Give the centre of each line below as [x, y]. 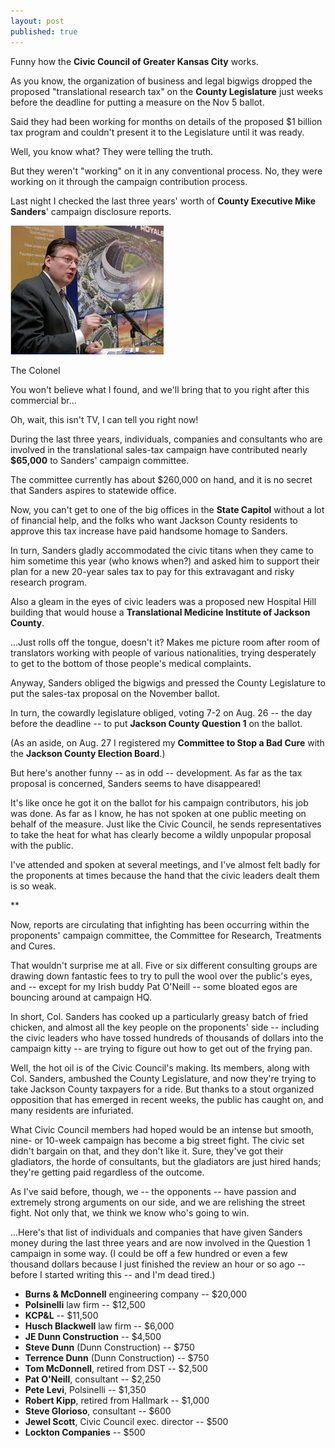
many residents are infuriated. [72, 1110]
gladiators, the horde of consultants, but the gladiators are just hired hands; [166, 1161]
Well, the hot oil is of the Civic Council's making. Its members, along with [160, 1067]
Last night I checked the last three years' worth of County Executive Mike [163, 201]
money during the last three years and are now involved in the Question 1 [160, 1242]
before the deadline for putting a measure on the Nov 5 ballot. [137, 102]
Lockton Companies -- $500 [85, 1432]
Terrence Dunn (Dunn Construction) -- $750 [117, 1357]
